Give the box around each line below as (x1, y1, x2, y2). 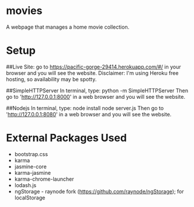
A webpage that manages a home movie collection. (6, 23, 130, 30)
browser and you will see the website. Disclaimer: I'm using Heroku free (6, 69, 179, 77)
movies (6, 4, 43, 18)
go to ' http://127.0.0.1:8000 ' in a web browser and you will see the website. (6, 93, 186, 100)
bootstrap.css (14, 150, 49, 157)
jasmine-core (14, 163, 47, 170)
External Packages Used (6, 132, 127, 144)
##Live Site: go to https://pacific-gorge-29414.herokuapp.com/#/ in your (6, 63, 181, 70)
